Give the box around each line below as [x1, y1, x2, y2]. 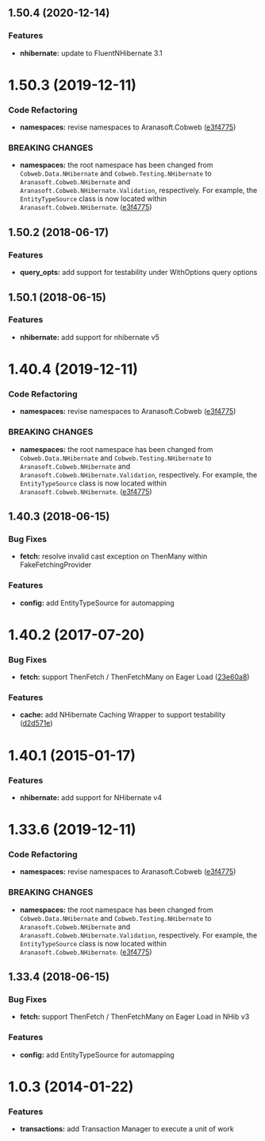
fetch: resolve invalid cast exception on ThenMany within [19, 551, 208, 561]
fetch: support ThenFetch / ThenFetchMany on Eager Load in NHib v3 [19, 1012, 250, 1022]
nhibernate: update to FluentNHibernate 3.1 [19, 48, 163, 58]
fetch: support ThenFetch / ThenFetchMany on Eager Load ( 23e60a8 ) [19, 672, 250, 682]
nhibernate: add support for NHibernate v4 [19, 792, 163, 802]
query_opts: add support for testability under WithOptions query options [19, 268, 258, 277]
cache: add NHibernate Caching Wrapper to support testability [19, 710, 226, 720]
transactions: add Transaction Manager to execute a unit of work [19, 1124, 234, 1134]
